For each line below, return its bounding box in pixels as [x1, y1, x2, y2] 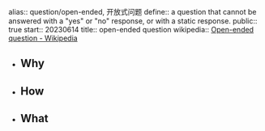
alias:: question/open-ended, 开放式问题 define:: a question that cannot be [8, 7, 257, 16]
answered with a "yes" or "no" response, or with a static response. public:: [8, 16, 258, 26]
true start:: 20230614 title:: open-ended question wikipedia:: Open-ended [8, 25, 254, 34]
